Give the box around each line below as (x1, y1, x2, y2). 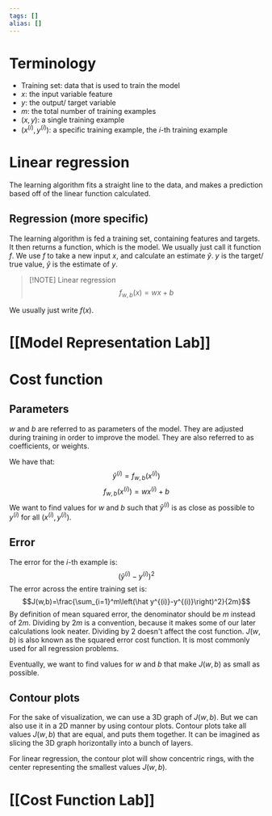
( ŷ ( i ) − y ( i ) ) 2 (117, 570, 156, 581)
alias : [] (9, 19, 43, 27)
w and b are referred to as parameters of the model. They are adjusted (9, 423, 245, 433)
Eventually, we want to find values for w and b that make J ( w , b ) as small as (9, 659, 261, 669)
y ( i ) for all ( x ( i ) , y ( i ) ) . (9, 511, 72, 522)
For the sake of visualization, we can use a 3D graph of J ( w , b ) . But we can (9, 713, 258, 722)
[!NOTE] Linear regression (28, 275, 116, 284)
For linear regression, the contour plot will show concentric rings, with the (9, 754, 255, 763)
